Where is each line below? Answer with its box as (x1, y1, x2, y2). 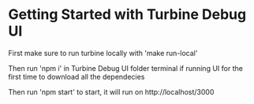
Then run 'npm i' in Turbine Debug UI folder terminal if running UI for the (8, 63, 243, 72)
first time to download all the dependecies (8, 72, 145, 81)
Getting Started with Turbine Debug (8, 6, 247, 24)
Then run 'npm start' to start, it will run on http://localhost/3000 (8, 87, 215, 96)
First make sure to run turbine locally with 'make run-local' (8, 48, 198, 58)
